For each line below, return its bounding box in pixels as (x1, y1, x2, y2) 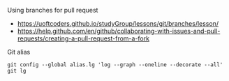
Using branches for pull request (7, 6, 98, 14)
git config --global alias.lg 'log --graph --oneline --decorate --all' (7, 61, 223, 68)
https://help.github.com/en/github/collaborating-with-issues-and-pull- (17, 27, 221, 35)
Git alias (7, 48, 31, 56)
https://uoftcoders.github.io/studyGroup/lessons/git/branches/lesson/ (17, 20, 219, 27)
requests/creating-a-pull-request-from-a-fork (17, 34, 150, 43)
